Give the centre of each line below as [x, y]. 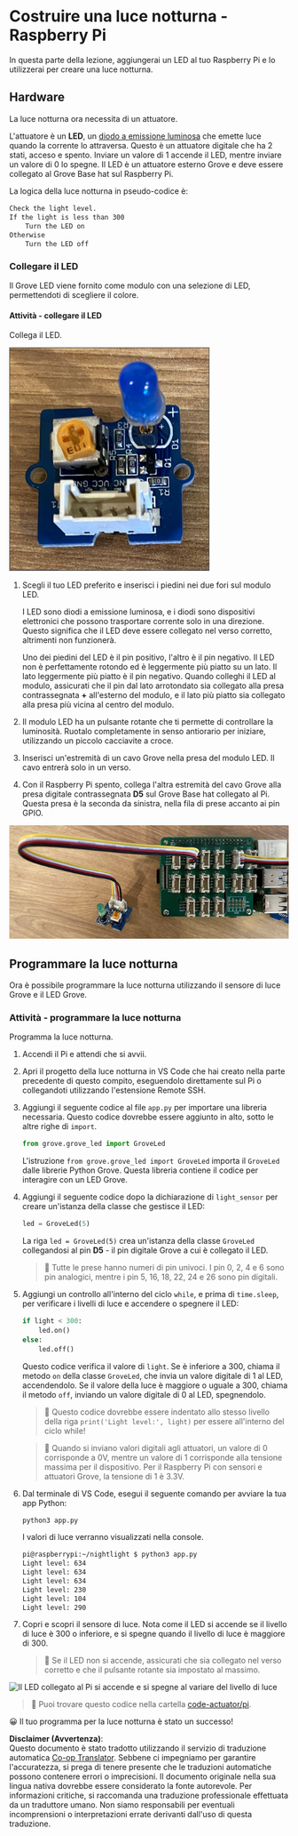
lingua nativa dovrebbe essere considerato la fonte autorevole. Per [131, 1786]
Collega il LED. [35, 335]
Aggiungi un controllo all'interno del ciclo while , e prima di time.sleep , [150, 1295]
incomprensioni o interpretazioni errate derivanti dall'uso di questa [131, 1815]
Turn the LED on [55, 226]
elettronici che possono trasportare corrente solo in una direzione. [143, 621]
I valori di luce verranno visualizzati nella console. [113, 1537]
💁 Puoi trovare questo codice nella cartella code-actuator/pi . [141, 1704]
